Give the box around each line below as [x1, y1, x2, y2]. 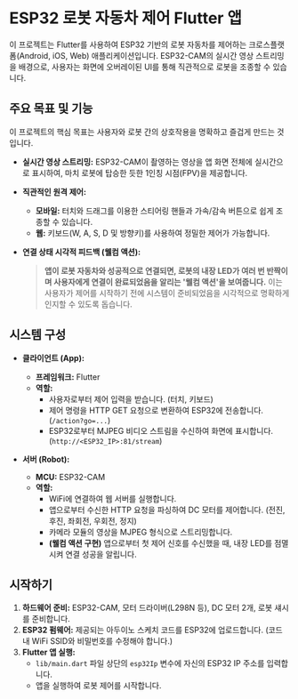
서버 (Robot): [21, 454, 70, 464]
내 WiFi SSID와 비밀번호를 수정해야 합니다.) [21, 636, 173, 647]
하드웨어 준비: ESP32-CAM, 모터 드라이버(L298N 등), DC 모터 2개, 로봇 [21, 602, 273, 614]
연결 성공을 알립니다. [65, 549, 137, 559]
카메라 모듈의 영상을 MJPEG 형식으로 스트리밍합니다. [48, 526, 233, 537]
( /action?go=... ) [48, 414, 111, 425]
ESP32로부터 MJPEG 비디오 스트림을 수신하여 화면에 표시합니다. [48, 425, 274, 436]
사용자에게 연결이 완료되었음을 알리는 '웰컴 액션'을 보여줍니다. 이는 [52, 277, 283, 287]
